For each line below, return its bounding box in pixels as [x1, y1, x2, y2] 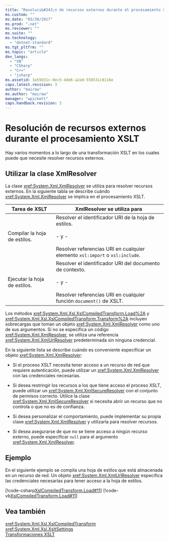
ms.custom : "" [5, 12, 35, 17]
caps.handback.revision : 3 [5, 101, 62, 106]
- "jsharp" [10, 73, 33, 78]
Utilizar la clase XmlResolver [5, 169, 97, 178]
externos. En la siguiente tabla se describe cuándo [5, 188, 110, 194]
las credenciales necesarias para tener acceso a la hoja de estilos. [5, 478, 143, 484]
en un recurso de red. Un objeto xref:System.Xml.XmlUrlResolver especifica [5, 472, 163, 478]
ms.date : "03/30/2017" [5, 17, 53, 22]
